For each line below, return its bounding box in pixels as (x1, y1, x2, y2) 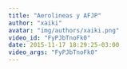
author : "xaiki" (8, 19, 62, 27)
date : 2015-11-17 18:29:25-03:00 (8, 41, 120, 49)
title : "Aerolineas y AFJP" (8, 11, 102, 20)
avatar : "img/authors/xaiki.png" (8, 26, 120, 34)
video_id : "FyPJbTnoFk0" (8, 33, 91, 42)
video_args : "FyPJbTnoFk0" (8, 48, 98, 56)
